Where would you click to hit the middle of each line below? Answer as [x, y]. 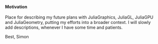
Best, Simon [17, 37]
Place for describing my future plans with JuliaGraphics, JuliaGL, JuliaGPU [79, 17]
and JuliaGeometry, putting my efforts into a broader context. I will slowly [78, 22]
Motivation [16, 7]
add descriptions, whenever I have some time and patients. [64, 27]
